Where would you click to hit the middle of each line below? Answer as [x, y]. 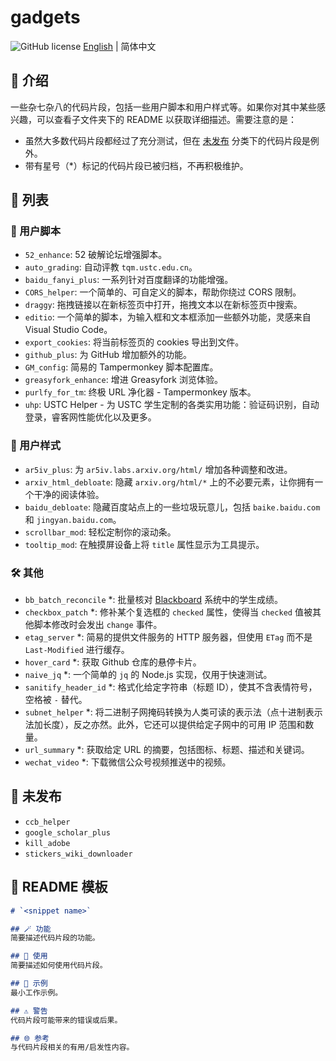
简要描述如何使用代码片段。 [59, 966]
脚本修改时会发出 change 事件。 [98, 625]
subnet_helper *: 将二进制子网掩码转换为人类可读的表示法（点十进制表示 [173, 712]
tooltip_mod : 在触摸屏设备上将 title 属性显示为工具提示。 [144, 544]
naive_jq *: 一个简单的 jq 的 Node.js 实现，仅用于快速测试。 [148, 675]
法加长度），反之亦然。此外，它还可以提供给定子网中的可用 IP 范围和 [165, 725]
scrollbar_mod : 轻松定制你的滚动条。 [100, 532]
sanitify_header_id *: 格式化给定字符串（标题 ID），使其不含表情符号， [171, 687]
